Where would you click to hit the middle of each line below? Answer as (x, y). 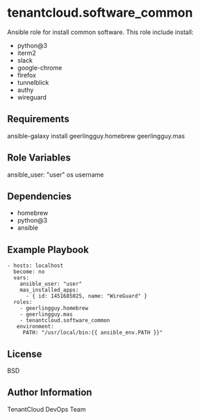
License (25, 354)
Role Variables (39, 158)
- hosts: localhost (35, 266)
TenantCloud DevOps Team (47, 409)
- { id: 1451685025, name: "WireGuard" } (86, 296)
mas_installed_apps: (49, 290)
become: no (29, 272)
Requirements (38, 119)
